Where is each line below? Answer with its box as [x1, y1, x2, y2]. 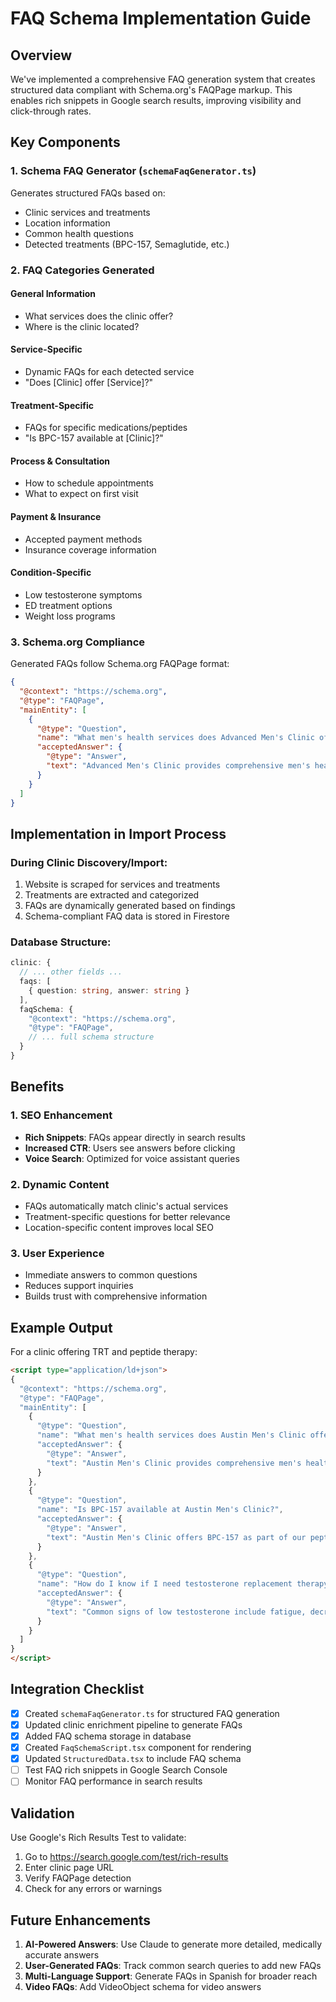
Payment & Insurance [10, 511, 102, 523]
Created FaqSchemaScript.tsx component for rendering [24, 1742, 252, 1754]
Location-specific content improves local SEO [24, 1221, 214, 1233]
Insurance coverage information [24, 543, 157, 556]
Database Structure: [10, 935, 112, 949]
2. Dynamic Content [10, 1177, 110, 1191]
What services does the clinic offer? [24, 310, 174, 322]
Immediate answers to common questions [24, 1269, 198, 1281]
